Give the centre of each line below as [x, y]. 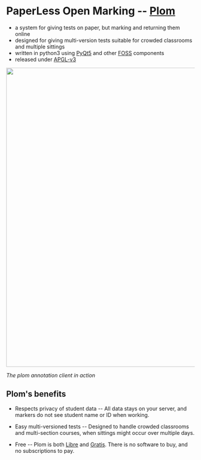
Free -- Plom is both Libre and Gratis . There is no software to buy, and [101, 444]
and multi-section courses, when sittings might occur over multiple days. [105, 432]
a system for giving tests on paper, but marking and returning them [98, 28]
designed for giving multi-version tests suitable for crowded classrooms [103, 40]
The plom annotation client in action [51, 375]
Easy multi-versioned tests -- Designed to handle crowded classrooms [102, 427]
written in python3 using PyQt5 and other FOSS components [89, 53]
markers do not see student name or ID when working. [82, 415]
